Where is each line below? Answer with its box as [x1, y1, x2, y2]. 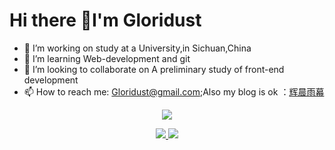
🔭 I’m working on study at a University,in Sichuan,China [23, 42, 252, 54]
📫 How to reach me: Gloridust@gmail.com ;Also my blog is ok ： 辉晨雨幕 [23, 85, 325, 98]
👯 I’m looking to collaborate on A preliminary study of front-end [23, 63, 285, 75]
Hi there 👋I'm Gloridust [9, 9, 202, 32]
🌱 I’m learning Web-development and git [23, 52, 191, 64]
